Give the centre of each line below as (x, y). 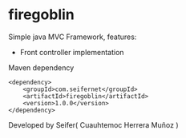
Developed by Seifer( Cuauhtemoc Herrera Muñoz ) (93, 124)
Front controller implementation (72, 52)
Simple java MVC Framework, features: (73, 37)
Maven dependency (41, 67)
